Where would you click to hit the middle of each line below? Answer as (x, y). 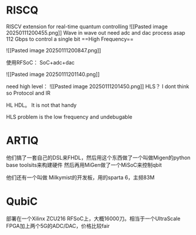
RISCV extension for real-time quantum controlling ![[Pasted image (87, 26)
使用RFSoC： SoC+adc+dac (40, 62)
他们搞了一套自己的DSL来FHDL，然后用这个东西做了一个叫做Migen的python (98, 157)
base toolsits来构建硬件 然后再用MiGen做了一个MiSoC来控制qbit (84, 164)
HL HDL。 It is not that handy (41, 105)
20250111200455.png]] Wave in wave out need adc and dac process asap (96, 32)
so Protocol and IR (29, 93)
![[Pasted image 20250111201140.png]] (53, 74)
